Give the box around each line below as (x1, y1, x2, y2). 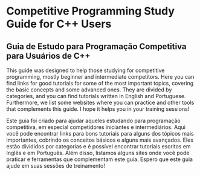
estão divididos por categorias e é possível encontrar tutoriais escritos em (6, 143, 192, 150)
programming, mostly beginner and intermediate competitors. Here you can (6, 73, 195, 80)
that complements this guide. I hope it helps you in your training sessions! (6, 105, 190, 113)
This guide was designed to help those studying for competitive (6, 67, 165, 74)
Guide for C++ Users (6, 17, 112, 31)
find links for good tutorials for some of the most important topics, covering (6, 80, 194, 87)
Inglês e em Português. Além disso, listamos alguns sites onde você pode (6, 150, 190, 156)
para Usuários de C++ (6, 50, 91, 61)
